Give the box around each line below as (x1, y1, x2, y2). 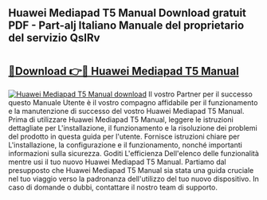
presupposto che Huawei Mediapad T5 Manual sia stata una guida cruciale (8, 166, 254, 175)
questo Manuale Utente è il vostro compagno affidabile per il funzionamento (8, 98, 258, 107)
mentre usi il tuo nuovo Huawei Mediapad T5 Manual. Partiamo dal (8, 157, 226, 167)
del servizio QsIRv (8, 31, 100, 45)
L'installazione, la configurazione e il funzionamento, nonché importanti (8, 140, 243, 150)
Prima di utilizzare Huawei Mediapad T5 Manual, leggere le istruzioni (8, 115, 234, 124)
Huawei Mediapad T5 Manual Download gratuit (8, 6, 247, 20)
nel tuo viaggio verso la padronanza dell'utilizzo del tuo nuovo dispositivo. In (8, 175, 259, 183)
